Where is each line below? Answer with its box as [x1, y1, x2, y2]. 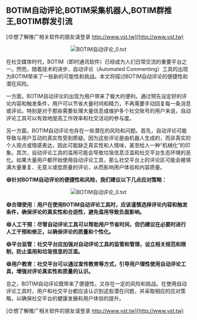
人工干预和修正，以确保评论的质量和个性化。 [6, 228, 114, 235]
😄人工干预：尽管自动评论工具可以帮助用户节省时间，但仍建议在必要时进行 [6, 220, 186, 227]
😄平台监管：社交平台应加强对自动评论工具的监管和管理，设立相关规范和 [6, 240, 181, 247]
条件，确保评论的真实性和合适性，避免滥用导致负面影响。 [6, 208, 145, 215]
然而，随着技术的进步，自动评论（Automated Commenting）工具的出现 [16, 65, 189, 72]
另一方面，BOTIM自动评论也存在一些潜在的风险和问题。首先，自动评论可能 [6, 127, 187, 134]
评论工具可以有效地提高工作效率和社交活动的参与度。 [6, 114, 135, 121]
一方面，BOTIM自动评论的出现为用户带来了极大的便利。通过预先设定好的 [6, 93, 182, 100]
